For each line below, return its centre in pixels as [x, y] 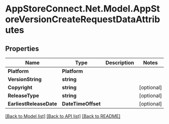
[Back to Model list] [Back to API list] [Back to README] [63, 116]
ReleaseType [23, 96]
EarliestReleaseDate [32, 104]
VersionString [25, 79]
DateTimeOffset [81, 104]
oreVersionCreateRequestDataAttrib [83, 19]
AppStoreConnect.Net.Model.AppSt [82, 9]
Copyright [20, 87]
